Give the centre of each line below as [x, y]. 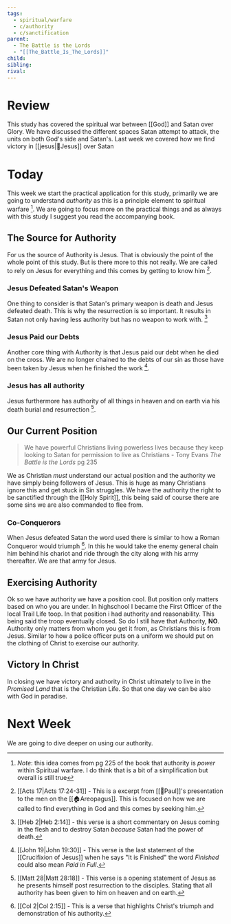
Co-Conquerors [34, 523]
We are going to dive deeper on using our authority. [80, 743]
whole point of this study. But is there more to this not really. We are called [112, 262]
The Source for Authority [62, 238]
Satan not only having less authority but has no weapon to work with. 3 [108, 319]
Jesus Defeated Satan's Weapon [63, 288]
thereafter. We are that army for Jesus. [62, 561]
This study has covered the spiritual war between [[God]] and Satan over [110, 124]
